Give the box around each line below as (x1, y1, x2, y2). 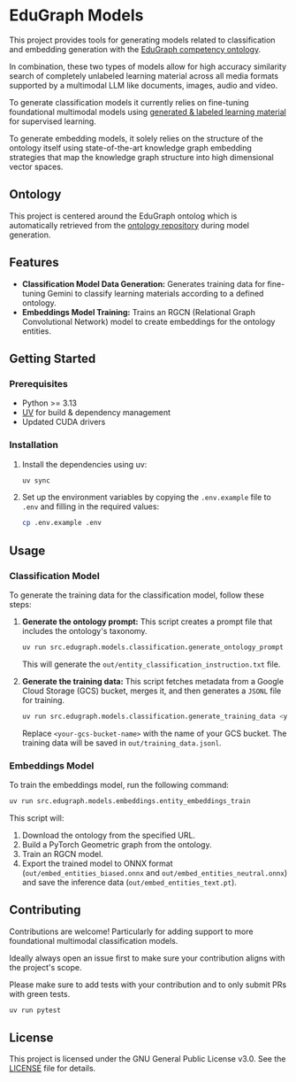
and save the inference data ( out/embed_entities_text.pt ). (21, 877, 237, 887)
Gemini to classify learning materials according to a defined (47, 288, 264, 298)
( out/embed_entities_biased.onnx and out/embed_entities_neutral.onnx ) (21, 867, 288, 877)
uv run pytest (9, 1006, 62, 1015)
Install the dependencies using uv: (21, 459, 148, 469)
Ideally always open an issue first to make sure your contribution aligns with (9, 953, 285, 963)
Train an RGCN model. (21, 848, 103, 859)
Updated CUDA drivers (21, 417, 106, 428)
